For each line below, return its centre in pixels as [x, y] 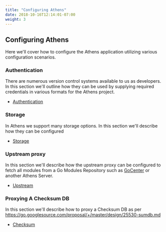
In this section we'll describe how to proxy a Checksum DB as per [73, 209]
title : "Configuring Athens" [36, 10]
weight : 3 [16, 19]
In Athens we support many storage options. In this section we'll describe [81, 126]
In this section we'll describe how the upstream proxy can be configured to [83, 165]
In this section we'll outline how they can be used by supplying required [80, 87]
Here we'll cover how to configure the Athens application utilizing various [81, 52]
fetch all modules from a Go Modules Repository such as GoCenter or [77, 170]
